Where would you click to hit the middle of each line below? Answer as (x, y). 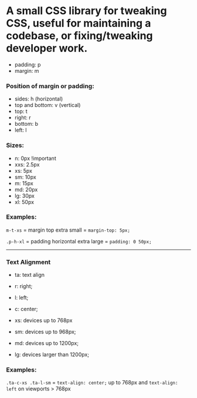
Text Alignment (28, 262)
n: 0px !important (35, 158)
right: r (23, 118)
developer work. (47, 49)
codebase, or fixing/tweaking (80, 36)
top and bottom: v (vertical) (47, 105)
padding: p (28, 64)
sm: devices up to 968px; (45, 332)
